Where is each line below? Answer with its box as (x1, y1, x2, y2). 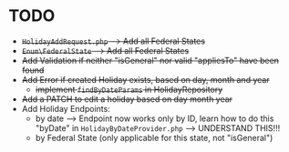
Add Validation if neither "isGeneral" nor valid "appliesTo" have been (21, 55, 280, 66)
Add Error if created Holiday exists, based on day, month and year (21, 74, 270, 85)
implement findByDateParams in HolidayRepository (35, 84, 223, 95)
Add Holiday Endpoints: (21, 103, 110, 114)
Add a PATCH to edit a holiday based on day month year (21, 93, 233, 105)
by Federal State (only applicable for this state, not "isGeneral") (35, 132, 274, 143)
